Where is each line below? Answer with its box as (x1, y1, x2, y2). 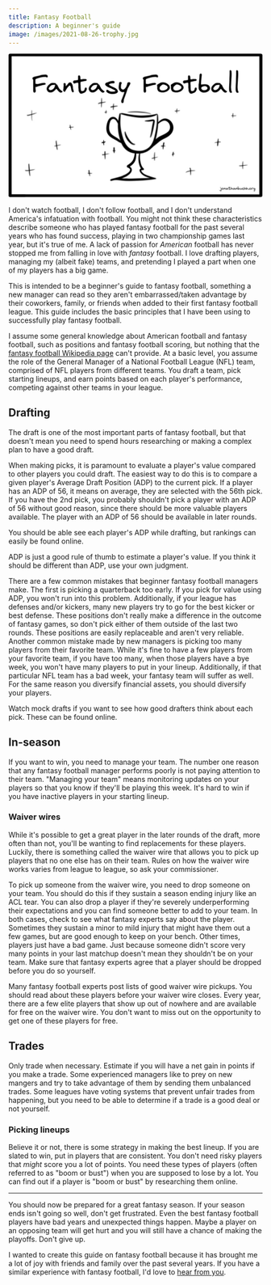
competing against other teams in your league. (8, 383, 164, 392)
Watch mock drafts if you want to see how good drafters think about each (8, 704, 253, 713)
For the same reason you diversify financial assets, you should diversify (8, 679, 247, 689)
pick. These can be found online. (8, 712, 118, 721)
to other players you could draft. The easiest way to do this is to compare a (8, 469, 258, 479)
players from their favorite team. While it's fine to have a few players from (8, 645, 252, 654)
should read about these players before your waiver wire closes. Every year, (8, 990, 261, 1000)
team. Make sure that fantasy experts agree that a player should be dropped (8, 957, 262, 966)
